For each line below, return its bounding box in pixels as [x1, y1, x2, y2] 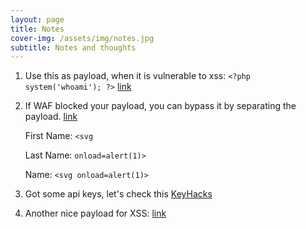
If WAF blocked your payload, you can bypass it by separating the [24, 100, 297, 112]
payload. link [24, 111, 78, 123]
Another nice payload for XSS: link [24, 207, 167, 220]
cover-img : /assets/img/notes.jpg [10, 33, 155, 43]
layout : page [10, 14, 65, 25]
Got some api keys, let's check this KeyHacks [24, 188, 213, 200]
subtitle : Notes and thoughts [10, 42, 137, 53]
